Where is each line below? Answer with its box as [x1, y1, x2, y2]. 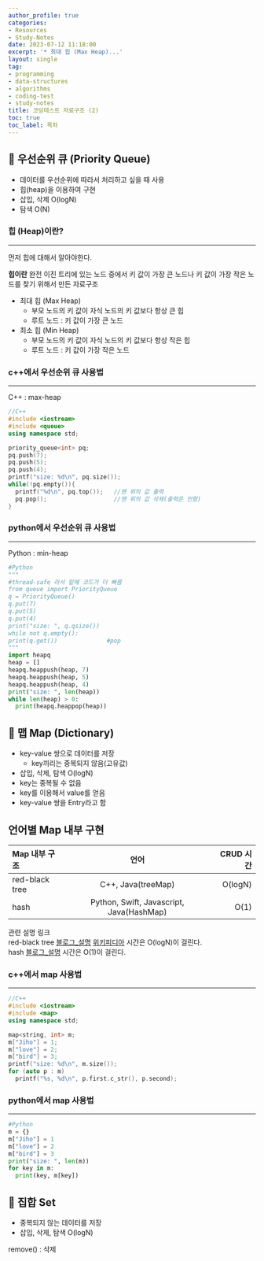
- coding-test [8, 92, 55, 100]
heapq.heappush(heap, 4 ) [8, 680, 90, 689]
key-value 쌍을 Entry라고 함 [19, 798, 107, 808]
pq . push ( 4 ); [8, 466, 47, 474]
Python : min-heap [8, 548, 68, 557]
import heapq [8, 651, 51, 660]
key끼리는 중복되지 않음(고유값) [31, 759, 128, 768]
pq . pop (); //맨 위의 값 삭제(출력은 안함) [15, 495, 202, 503]
